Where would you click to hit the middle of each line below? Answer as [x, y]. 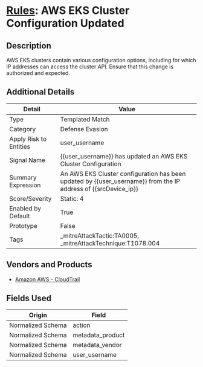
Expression [25, 185]
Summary [23, 177]
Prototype [23, 226]
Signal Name [27, 160]
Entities [20, 146]
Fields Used [29, 298]
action [81, 325]
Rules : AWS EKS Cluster [68, 11]
